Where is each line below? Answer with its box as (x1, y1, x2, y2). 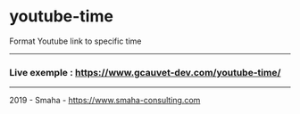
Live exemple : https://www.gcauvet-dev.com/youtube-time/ (9, 66, 281, 78)
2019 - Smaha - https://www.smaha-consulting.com (9, 95, 201, 106)
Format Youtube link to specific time (9, 36, 142, 46)
